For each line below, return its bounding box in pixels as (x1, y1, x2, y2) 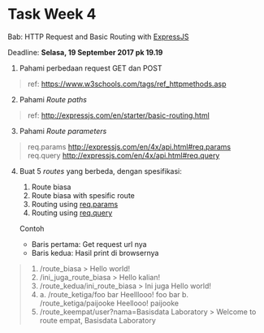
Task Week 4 (7, 5, 97, 24)
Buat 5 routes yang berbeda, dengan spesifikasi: (19, 166, 182, 175)
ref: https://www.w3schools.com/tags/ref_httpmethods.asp (27, 79, 227, 89)
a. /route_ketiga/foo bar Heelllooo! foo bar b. (39, 289, 188, 299)
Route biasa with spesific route (31, 190, 135, 200)
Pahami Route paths (19, 94, 87, 104)
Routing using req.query (31, 208, 113, 218)
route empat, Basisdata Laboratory (39, 315, 156, 325)
